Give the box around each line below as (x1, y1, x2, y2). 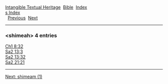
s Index (5, 9, 20, 15)
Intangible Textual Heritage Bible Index (5, 4, 87, 10)
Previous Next (7, 15, 38, 20)
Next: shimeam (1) (5, 73, 42, 79)
